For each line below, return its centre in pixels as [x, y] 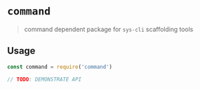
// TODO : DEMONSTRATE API [44, 79]
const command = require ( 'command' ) [60, 67]
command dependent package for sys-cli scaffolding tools [109, 29]
